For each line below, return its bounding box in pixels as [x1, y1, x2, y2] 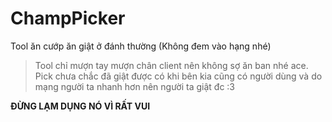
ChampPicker [10, 7, 126, 30]
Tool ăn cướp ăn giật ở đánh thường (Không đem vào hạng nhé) [10, 40, 272, 52]
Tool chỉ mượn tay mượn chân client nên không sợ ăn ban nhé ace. [34, 59, 309, 71]
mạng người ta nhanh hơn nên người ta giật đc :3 [34, 80, 236, 92]
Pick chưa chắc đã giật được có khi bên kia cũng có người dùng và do [34, 70, 323, 82]
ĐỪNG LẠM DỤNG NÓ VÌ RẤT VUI [10, 100, 151, 112]
